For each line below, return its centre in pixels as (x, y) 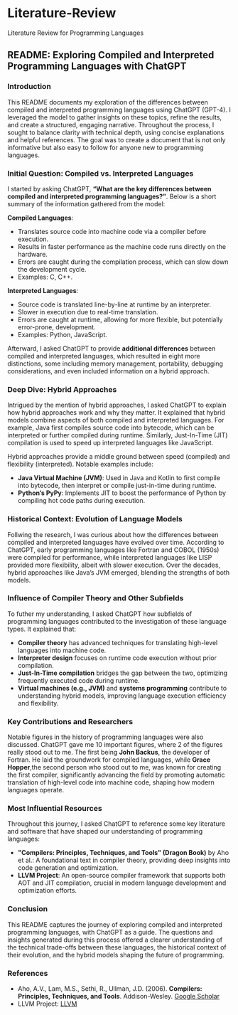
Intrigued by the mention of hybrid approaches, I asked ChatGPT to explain (117, 405)
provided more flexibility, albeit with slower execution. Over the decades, (114, 565)
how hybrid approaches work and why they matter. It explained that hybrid (117, 413)
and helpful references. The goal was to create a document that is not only (117, 139)
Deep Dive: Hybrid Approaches (62, 389)
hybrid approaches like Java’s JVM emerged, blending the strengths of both (119, 572)
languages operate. (36, 790)
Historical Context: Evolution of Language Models (95, 519)
